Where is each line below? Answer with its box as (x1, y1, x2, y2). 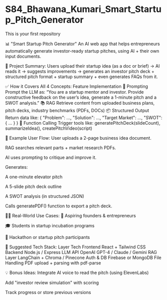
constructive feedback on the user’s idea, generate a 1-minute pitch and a (5, 94, 157, 100)
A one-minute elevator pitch (5, 174, 63, 180)
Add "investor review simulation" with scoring (5, 279, 99, 285)
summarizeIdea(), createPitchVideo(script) (5, 125, 93, 131)
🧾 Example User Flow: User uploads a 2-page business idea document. (5, 135, 152, 141)
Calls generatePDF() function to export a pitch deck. (5, 203, 112, 209)
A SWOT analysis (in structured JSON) (5, 193, 85, 199)
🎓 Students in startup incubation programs (5, 222, 95, 228)
